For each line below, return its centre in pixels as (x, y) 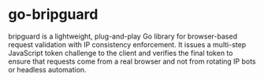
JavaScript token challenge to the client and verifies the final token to (121, 53)
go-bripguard (53, 15)
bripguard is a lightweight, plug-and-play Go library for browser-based (123, 36)
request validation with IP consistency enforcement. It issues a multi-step (127, 44)
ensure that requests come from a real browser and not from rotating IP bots (132, 61)
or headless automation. (47, 69)
